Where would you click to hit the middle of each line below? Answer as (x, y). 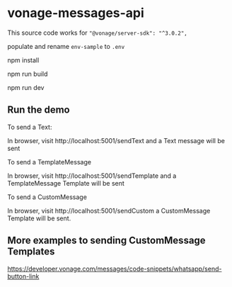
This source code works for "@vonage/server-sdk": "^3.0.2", (97, 33)
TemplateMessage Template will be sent (66, 183)
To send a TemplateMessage (50, 162)
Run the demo (39, 110)
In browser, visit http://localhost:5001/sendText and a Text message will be (116, 140)
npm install (23, 60)
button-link (23, 276)
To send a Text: (30, 127)
